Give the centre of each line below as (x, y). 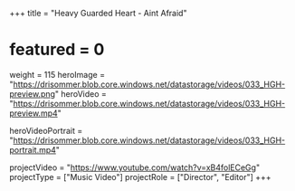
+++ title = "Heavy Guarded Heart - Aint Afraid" (98, 13)
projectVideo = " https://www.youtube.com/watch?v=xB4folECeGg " (135, 167)
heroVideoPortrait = (46, 130)
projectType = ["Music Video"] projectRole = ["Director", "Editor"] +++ (140, 177)
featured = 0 (57, 50)
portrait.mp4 (33, 149)
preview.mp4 (34, 113)
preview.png (33, 93)
